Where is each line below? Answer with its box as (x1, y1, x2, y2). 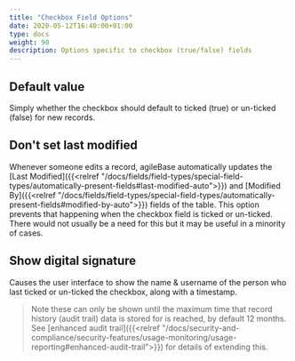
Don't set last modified (9, 138, 138, 153)
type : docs (9, 29, 50, 38)
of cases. (9, 228, 44, 238)
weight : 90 (9, 37, 50, 47)
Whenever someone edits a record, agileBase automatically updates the (9, 161, 273, 172)
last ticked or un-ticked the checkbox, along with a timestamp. (9, 286, 238, 297)
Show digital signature (9, 253, 137, 269)
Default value (9, 79, 85, 94)
